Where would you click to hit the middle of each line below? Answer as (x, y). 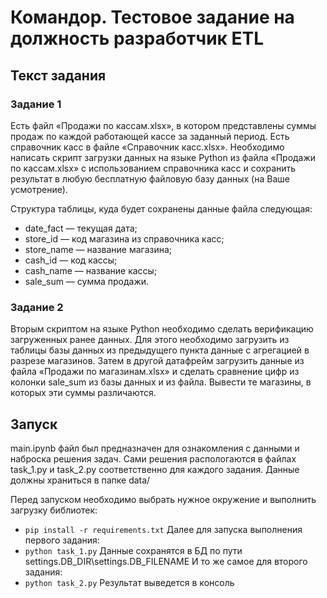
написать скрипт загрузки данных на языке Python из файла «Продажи (163, 157)
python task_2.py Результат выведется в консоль (129, 582)
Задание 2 (37, 307)
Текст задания (58, 75)
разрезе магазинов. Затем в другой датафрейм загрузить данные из (157, 361)
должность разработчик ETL (137, 38)
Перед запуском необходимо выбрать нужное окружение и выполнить (163, 499)
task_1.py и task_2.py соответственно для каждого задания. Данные (155, 469)
